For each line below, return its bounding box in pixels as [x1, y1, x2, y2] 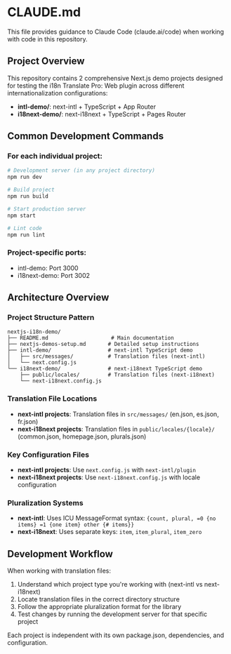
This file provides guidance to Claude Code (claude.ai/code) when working [7, 27, 225, 36]
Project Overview [7, 55, 85, 67]
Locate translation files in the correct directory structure [17, 595, 180, 603]
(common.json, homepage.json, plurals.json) [17, 432, 147, 441]
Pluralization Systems [7, 498, 84, 507]
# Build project [7, 187, 55, 194]
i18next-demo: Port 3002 [17, 271, 90, 279]
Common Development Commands [7, 131, 164, 142]
